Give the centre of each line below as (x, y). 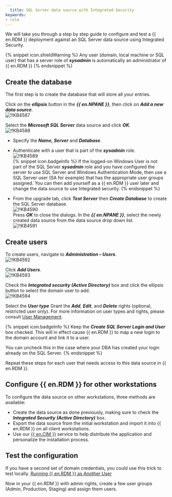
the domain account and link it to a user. (48, 337)
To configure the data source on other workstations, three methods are (80, 397)
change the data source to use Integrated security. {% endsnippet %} (86, 189)
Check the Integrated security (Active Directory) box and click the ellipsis (84, 285)
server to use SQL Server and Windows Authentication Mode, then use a (90, 172)
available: (15, 402)
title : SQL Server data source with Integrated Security (72, 10)
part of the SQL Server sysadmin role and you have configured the (84, 167)
